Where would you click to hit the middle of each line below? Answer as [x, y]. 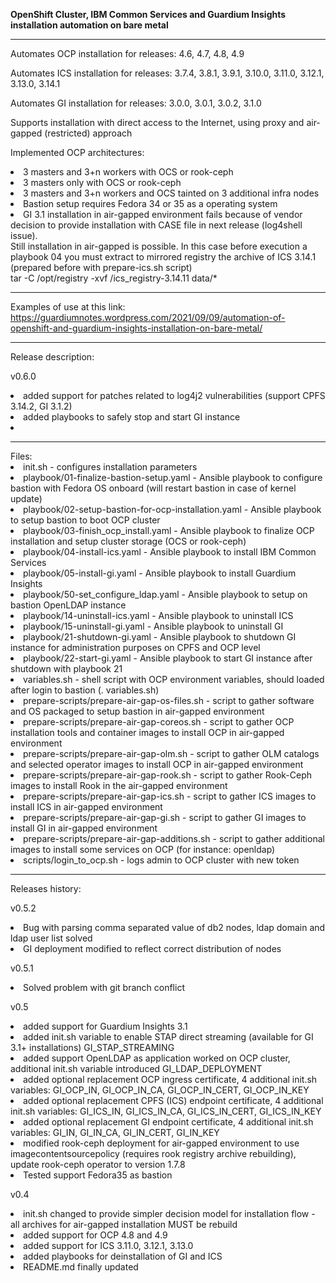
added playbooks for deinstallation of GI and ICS [123, 1256]
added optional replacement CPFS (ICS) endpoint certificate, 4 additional [173, 1100]
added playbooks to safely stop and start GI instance [132, 417]
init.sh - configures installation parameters [110, 467]
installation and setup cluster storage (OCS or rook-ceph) [128, 541]
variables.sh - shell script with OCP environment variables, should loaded [174, 679]
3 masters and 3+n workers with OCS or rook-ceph [128, 172]
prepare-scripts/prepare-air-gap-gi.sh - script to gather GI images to [165, 817]
